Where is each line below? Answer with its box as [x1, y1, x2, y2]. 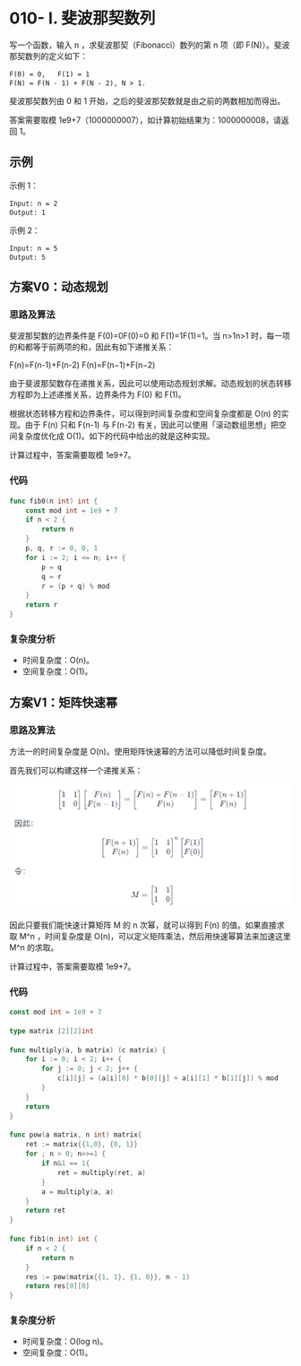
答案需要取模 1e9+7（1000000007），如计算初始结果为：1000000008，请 [9, 114, 282, 125]
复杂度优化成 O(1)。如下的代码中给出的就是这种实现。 [16, 431, 215, 442]
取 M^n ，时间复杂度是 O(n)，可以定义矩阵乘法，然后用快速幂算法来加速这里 [9, 930, 291, 941]
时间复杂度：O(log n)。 [21, 1336, 108, 1347]
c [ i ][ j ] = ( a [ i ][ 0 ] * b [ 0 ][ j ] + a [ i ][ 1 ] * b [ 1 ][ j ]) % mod [56, 1074, 279, 1083]
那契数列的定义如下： [9, 50, 88, 61]
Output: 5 [9, 253, 47, 262]
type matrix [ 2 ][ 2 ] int [9, 1026, 94, 1035]
